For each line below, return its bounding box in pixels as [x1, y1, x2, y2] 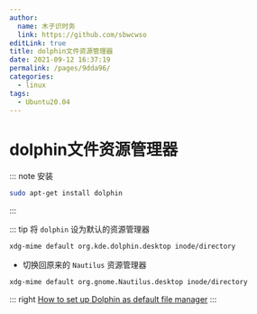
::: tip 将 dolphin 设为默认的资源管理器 [9, 224, 151, 235]
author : [9, 13, 39, 23]
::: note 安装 [9, 171, 54, 182]
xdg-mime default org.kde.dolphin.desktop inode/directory [9, 242, 236, 252]
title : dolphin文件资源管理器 [9, 47, 114, 56]
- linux [17, 81, 47, 90]
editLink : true [9, 38, 67, 48]
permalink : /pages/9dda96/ [9, 64, 111, 73]
